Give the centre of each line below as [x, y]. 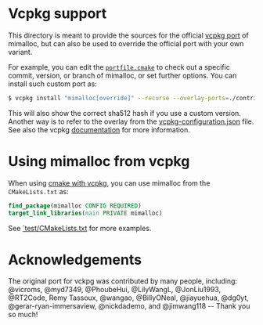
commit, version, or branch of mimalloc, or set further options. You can [122, 75]
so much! [23, 315]
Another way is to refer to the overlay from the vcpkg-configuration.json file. [131, 121]
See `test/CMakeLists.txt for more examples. [80, 228]
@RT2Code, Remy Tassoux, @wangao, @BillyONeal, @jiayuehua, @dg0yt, [128, 298]
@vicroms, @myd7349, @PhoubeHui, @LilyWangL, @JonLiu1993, [115, 290]
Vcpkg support [58, 14]
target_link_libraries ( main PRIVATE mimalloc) [85, 213]
